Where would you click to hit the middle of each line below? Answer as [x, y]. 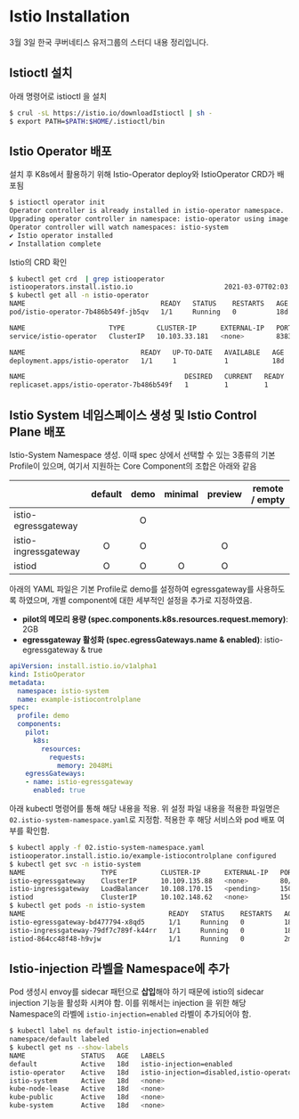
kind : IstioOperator [48, 674]
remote [268, 489]
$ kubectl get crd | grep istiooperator [87, 279]
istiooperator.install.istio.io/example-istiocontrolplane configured [143, 856]
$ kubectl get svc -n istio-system [75, 864]
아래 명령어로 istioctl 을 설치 [58, 96]
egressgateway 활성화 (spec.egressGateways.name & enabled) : [142, 640]
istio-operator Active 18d [69, 1072]
